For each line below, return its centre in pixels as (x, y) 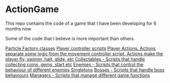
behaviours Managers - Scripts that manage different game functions (78, 75)
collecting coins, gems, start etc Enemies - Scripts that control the (74, 64)
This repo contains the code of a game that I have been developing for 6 (81, 23)
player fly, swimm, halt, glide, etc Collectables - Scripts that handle (75, 59)
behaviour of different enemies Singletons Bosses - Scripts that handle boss (85, 70)
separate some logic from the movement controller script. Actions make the (84, 54)
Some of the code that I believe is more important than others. (70, 38)
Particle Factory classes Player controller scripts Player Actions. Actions (80, 48)
